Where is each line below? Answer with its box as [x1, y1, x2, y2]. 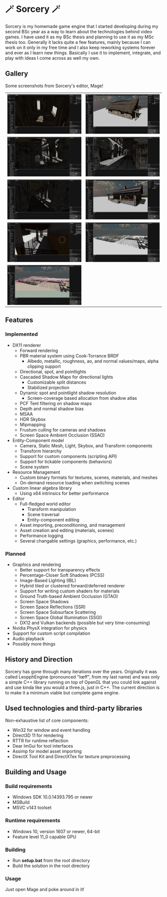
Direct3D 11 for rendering [12, 732, 64, 738]
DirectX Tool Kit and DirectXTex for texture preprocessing [12, 753, 130, 759]
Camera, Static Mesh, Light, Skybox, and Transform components [19, 443, 153, 448]
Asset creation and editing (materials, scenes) [19, 527, 114, 533]
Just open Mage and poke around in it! [5, 887, 84, 893]
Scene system [19, 463, 49, 470]
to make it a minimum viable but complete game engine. [5, 689, 120, 695]
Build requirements [5, 783, 52, 790]
